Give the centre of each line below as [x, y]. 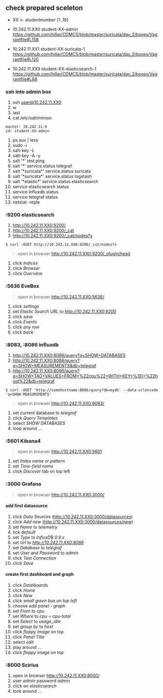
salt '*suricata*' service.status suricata [52, 171]
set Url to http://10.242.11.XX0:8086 [48, 542]
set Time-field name [33, 466]
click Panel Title [28, 637]
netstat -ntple [26, 202]
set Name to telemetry [35, 527]
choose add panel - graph [39, 606]
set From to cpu [28, 611]
